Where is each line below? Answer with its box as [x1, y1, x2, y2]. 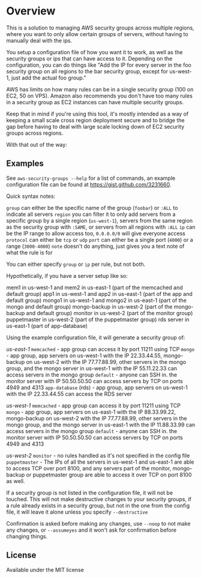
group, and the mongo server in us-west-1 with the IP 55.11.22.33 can [6, 364, 178, 372]
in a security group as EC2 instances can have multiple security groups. [6, 98, 184, 106]
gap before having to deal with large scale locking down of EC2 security [6, 123, 185, 130]
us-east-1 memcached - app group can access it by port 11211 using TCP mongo [6, 345, 195, 352]
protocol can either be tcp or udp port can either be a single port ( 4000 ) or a [6, 236, 193, 243]
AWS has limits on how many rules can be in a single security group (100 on [6, 85, 194, 93]
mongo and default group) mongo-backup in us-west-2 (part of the [6, 303, 173, 310]
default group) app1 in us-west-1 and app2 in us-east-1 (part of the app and [6, 290, 193, 297]
